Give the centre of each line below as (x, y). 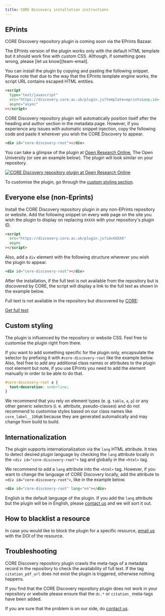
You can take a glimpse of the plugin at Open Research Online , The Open (79, 152)
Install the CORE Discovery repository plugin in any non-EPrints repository (80, 209)
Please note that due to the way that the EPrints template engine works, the (81, 76)
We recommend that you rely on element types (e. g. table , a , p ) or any (77, 401)
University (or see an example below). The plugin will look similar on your (79, 158)
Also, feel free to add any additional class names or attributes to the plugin (80, 363)
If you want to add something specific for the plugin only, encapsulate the (80, 352)
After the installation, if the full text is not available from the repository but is (82, 281)
